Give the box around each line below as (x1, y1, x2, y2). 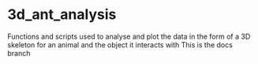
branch (7, 48, 31, 58)
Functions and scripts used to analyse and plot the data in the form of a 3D (7, 32, 251, 41)
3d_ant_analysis (7, 6, 117, 24)
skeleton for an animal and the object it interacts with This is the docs (7, 40, 234, 49)
